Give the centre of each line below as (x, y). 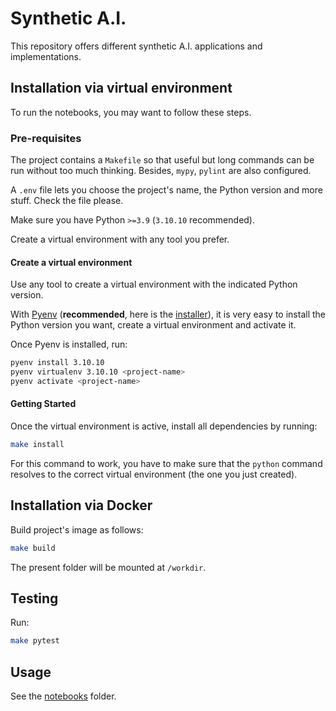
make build (33, 548)
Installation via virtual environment (121, 88)
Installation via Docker (81, 505)
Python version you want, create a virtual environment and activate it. (153, 325)
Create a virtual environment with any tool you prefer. (120, 239)
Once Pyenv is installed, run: (69, 344)
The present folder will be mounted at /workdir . (108, 567)
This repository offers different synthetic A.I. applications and (136, 46)
